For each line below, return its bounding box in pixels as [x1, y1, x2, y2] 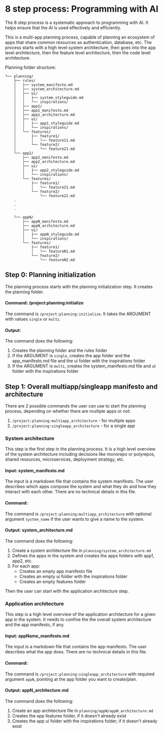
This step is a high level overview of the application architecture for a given [5, 611, 156, 617]
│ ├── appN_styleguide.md [22, 232, 79, 237]
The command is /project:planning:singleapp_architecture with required [5, 671, 155, 677]
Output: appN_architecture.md [5, 687, 69, 693]
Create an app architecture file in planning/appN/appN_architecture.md [12, 708, 154, 713]
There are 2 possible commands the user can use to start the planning [5, 403, 146, 408]
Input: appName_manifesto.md [5, 633, 70, 639]
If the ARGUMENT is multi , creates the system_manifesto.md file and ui [12, 363, 156, 369]
